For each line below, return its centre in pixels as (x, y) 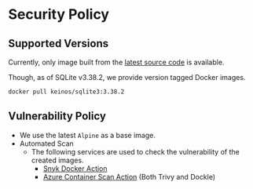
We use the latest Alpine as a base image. (87, 135)
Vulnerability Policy (57, 116)
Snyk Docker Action (75, 168)
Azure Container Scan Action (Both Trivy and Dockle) (129, 176)
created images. (57, 160)
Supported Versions (58, 44)
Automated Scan (47, 144)
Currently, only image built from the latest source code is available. (116, 62)
